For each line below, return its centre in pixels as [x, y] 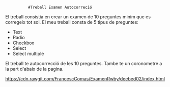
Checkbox [23, 43]
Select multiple [28, 54]
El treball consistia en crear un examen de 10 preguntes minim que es [78, 17]
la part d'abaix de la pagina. [34, 69]
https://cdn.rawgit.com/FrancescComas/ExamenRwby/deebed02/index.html [85, 79]
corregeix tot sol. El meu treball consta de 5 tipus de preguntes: [72, 22]
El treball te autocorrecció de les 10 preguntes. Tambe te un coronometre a [84, 63]
